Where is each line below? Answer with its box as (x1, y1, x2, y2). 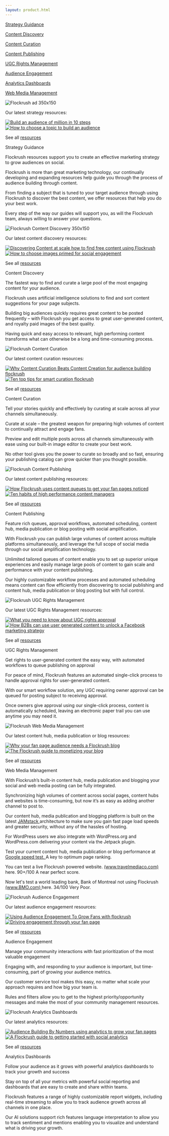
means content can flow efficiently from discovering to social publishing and (5, 582, 163, 588)
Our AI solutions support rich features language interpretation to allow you (5, 1114, 159, 1120)
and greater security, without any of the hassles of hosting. (5, 823, 128, 829)
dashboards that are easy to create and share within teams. (5, 1083, 129, 1090)
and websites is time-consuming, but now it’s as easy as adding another (5, 797, 155, 803)
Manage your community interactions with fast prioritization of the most (5, 948, 154, 954)
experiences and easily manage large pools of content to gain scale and (5, 561, 154, 567)
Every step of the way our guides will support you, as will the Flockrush (5, 210, 153, 216)
